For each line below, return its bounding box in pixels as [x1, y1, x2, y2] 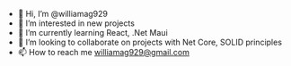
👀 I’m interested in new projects [17, 18, 135, 29]
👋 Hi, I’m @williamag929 [17, 9, 109, 19]
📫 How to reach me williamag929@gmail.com [17, 47, 190, 57]
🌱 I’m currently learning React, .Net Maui [17, 28, 168, 37]
